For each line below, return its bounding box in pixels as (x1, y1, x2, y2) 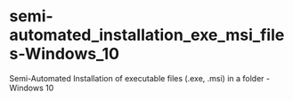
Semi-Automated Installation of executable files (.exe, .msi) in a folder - (9, 73, 270, 83)
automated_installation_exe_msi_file (9, 25, 285, 45)
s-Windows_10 (9, 44, 120, 64)
